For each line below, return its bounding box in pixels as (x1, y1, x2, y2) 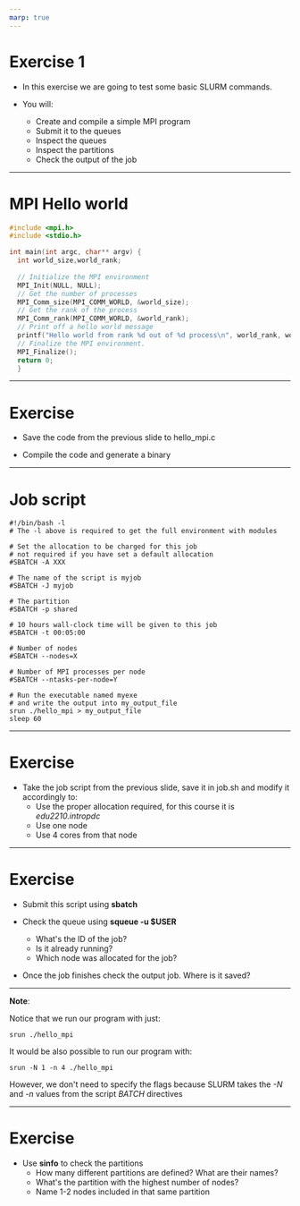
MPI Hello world (9, 193, 129, 214)
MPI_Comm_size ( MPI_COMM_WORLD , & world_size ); (17, 297, 190, 307)
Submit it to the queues (35, 125, 122, 136)
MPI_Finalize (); (17, 347, 78, 356)
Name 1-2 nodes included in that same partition (35, 1186, 210, 1197)
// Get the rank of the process (17, 306, 138, 315)
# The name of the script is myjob (9, 573, 142, 582)
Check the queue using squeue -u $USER (21, 916, 177, 927)
